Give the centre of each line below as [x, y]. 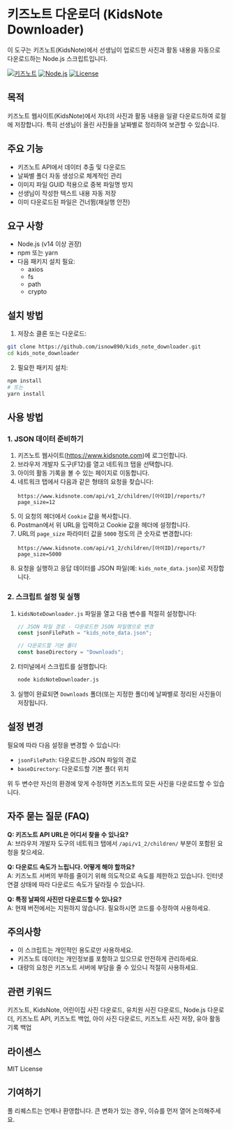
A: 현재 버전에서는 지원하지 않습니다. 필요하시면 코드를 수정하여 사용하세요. [109, 908]
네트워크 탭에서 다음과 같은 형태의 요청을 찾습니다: [85, 482]
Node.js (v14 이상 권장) [50, 244]
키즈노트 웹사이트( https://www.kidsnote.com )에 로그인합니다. [103, 456]
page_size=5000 [39, 554]
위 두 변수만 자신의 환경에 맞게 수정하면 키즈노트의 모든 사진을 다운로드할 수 [110, 783]
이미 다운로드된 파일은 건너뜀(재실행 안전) [74, 202]
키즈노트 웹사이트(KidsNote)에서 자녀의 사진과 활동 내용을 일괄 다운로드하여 [110, 115]
